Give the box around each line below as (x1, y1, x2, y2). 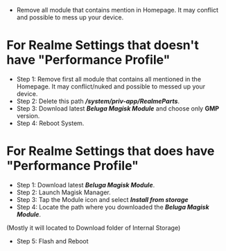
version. (16, 111, 40, 120)
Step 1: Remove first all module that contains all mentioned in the (16, 75, 202, 83)
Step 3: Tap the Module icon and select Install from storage (16, 195, 189, 203)
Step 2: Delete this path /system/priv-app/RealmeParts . (16, 97, 180, 105)
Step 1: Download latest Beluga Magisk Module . (16, 180, 155, 189)
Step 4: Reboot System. (16, 119, 85, 127)
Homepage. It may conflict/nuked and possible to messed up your (16, 82, 206, 91)
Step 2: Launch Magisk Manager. (16, 188, 112, 196)
